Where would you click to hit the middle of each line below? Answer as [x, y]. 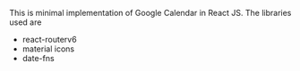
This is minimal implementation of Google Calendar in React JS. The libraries [150, 13]
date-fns [39, 58]
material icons [48, 49]
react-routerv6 [50, 39]
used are [26, 22]
